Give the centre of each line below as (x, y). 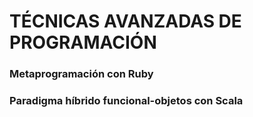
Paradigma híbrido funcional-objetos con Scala (126, 101)
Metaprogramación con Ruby (81, 74)
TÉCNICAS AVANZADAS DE (125, 21)
